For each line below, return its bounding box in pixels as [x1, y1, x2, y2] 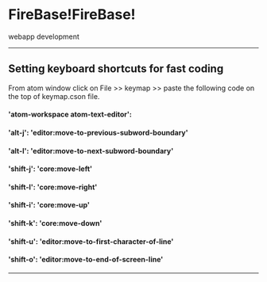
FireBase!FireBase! [8, 6, 137, 24]
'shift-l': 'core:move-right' [8, 182, 98, 192]
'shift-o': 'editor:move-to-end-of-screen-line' [8, 255, 164, 265]
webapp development [8, 32, 79, 41]
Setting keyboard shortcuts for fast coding [8, 62, 224, 76]
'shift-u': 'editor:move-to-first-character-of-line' [8, 236, 174, 246]
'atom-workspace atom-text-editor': [8, 109, 133, 120]
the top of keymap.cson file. [8, 91, 100, 101]
